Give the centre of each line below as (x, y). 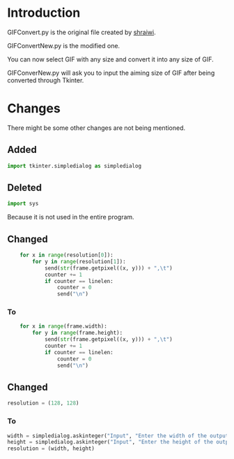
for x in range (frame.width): (64, 326)
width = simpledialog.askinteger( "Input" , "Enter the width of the (107, 436)
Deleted (25, 188)
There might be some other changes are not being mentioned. (96, 128)
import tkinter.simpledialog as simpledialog (74, 166)
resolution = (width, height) (51, 449)
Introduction (44, 13)
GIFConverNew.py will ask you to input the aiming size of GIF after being (111, 73)
